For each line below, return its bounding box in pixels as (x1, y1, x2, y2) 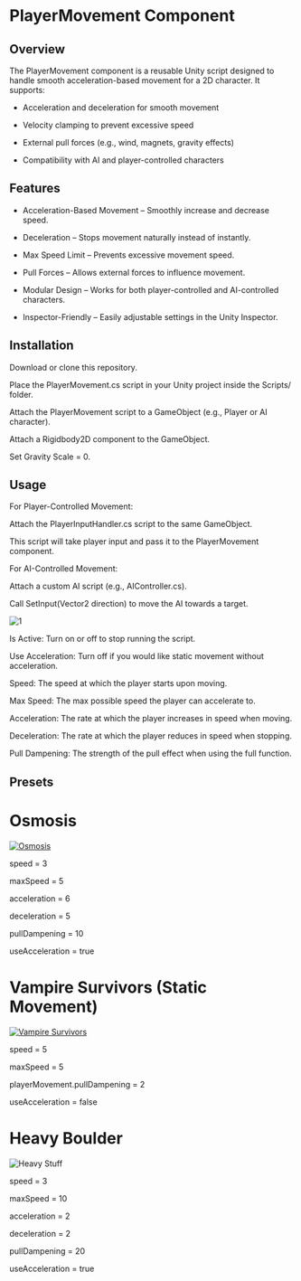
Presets (9, 774, 54, 789)
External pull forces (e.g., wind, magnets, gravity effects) (22, 137, 235, 147)
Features (9, 181, 61, 196)
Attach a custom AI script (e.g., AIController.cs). (9, 580, 187, 592)
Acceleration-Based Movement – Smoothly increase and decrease (22, 204, 269, 215)
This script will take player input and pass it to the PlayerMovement (9, 536, 259, 547)
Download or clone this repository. (9, 362, 138, 372)
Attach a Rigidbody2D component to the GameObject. (9, 433, 211, 444)
